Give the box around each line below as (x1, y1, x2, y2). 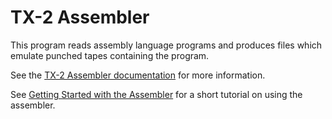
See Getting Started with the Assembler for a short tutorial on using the (10, 88, 303, 100)
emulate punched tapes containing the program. (10, 49, 210, 61)
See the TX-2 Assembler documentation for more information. (10, 69, 266, 81)
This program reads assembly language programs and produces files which (10, 39, 323, 51)
